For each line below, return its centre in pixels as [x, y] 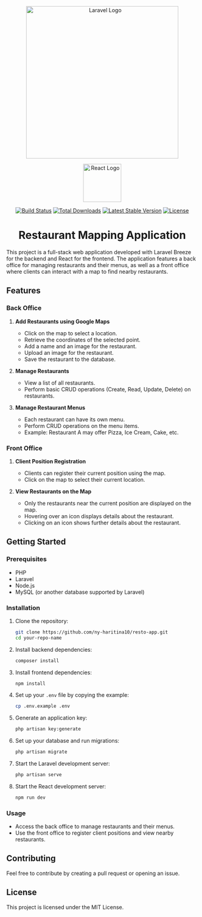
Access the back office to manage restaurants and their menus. [95, 827]
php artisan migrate [41, 752]
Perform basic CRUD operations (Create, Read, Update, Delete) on [107, 389]
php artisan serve [38, 775]
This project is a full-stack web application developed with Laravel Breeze [99, 252]
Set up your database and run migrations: [67, 741]
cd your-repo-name [38, 638]
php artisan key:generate [48, 729]
